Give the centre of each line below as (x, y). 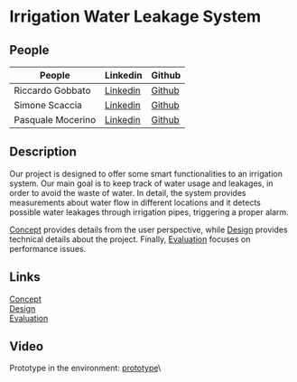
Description (43, 152)
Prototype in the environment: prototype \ (85, 368)
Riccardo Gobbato (52, 90)
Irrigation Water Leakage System (135, 17)
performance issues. (48, 248)
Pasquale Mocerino (55, 120)
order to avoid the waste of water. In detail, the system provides (128, 192)
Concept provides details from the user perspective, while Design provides (148, 229)
